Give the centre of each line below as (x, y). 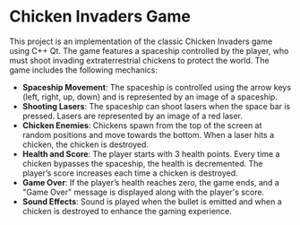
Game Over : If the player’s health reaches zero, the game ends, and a (150, 182)
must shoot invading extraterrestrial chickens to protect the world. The (140, 60)
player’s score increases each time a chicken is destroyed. (130, 173)
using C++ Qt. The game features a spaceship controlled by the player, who (149, 50)
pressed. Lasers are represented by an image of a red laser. (133, 116)
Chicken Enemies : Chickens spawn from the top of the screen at (142, 125)
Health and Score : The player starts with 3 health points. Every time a (151, 153)
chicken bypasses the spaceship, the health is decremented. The (142, 163)
